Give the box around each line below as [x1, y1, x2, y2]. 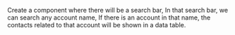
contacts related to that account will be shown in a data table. [7, 21, 186, 29]
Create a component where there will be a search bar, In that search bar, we [7, 6, 228, 14]
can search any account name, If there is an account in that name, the [7, 13, 211, 22]
